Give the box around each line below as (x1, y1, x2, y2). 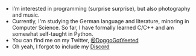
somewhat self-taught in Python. (11, 30, 93, 38)
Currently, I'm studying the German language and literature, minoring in (11, 18, 189, 24)
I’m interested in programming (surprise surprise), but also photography (11, 5, 191, 12)
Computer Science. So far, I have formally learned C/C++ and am (11, 24, 174, 31)
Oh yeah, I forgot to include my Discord (11, 43, 110, 50)
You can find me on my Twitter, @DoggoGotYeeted (11, 37, 139, 43)
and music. (11, 11, 40, 18)
